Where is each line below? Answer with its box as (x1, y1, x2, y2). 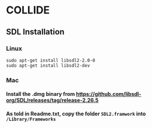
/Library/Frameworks (6, 116, 57, 122)
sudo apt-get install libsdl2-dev (6, 63, 91, 68)
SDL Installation (6, 27, 65, 37)
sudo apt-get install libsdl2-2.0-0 (6, 57, 95, 63)
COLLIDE (6, 4, 50, 17)
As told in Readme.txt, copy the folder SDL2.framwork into (6, 110, 146, 117)
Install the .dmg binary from (6, 91, 75, 98)
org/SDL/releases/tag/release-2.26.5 (6, 97, 99, 104)
